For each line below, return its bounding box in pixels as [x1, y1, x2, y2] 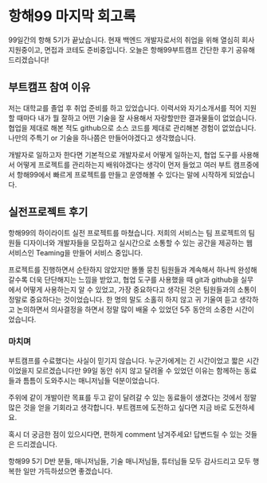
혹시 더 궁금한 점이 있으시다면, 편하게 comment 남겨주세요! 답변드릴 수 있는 [8, 429, 243, 438]
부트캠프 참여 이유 [8, 80, 91, 94]
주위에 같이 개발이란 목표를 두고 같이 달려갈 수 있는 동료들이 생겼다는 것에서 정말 [8, 392, 257, 402]
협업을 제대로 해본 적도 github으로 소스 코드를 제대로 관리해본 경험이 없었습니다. [8, 123, 257, 132]
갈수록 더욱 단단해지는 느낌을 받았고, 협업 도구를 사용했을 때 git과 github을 [8, 275, 239, 284]
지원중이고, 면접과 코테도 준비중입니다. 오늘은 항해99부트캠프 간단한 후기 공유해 [8, 45, 255, 54]
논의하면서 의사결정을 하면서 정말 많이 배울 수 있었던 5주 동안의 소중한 [16, 304, 234, 314]
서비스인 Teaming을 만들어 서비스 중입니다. [8, 247, 143, 257]
